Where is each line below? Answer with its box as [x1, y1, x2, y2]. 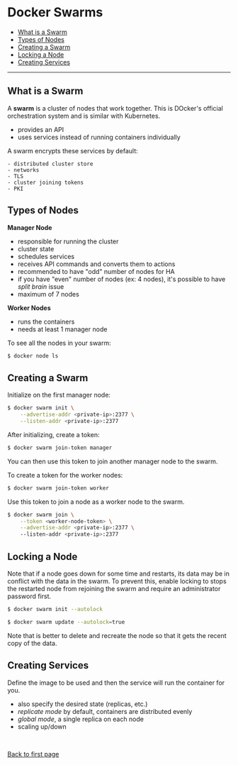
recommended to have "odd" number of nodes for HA [17, 267, 175, 275]
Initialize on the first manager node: [7, 391, 111, 400]
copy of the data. [7, 639, 57, 647]
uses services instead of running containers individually [17, 133, 181, 141]
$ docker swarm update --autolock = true [7, 618, 125, 625]
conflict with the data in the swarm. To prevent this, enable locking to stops [7, 576, 227, 585]
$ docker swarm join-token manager [7, 444, 113, 451]
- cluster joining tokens [7, 179, 84, 186]
